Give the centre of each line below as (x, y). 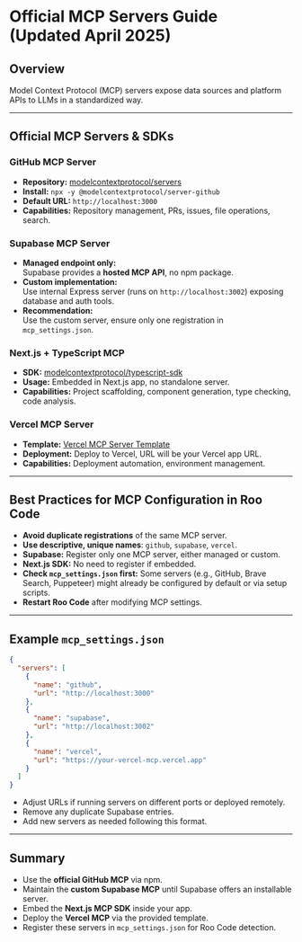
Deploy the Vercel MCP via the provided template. (115, 918)
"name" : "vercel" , (67, 751)
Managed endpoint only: (69, 262)
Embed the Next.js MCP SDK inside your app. (107, 909)
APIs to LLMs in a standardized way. (76, 100)
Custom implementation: (70, 281)
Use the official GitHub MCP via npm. (93, 880)
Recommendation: (58, 310)
